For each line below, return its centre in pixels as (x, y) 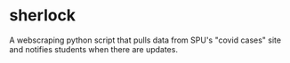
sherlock (43, 16)
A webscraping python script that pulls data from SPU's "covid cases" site (145, 40)
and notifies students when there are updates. (93, 49)
